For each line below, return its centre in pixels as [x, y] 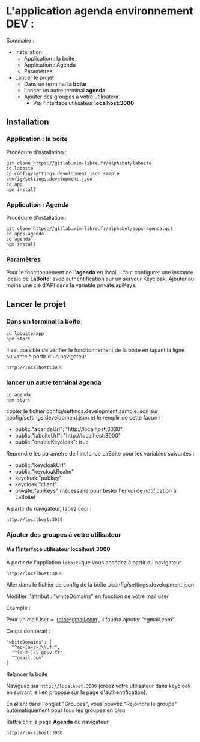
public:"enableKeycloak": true [52, 442]
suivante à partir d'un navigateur [47, 356]
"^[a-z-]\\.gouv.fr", [39, 653]
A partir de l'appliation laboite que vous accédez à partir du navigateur [94, 563]
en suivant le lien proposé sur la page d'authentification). [77, 692]
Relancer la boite [27, 674]
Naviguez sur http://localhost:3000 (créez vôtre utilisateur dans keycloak [98, 686]
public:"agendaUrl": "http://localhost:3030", [69, 429]
